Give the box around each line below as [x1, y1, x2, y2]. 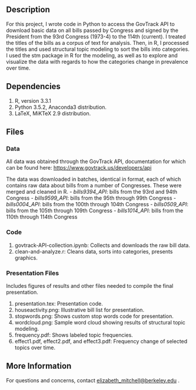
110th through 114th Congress [6, 213, 78, 220]
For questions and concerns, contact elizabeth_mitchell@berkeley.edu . [6, 376, 180, 383]
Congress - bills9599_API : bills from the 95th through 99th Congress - [6, 194, 177, 201]
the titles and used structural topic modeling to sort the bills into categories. [6, 45, 190, 53]
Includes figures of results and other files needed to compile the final [6, 282, 174, 289]
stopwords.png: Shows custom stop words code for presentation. [14, 313, 174, 320]
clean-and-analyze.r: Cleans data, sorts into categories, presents [14, 248, 173, 255]
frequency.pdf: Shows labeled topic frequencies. [14, 331, 134, 339]
